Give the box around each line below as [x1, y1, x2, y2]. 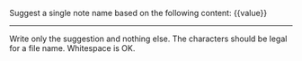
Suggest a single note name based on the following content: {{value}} [9, 8, 268, 18]
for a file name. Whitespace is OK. [9, 43, 136, 53]
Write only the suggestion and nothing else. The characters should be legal [9, 33, 288, 44]
